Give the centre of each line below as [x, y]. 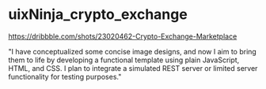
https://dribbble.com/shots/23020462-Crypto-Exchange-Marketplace [123, 36]
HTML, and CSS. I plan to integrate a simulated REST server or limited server [133, 68]
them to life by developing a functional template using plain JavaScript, [124, 60]
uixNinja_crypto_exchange [98, 15]
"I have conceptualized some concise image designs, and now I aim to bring [133, 51]
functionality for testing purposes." [65, 76]
